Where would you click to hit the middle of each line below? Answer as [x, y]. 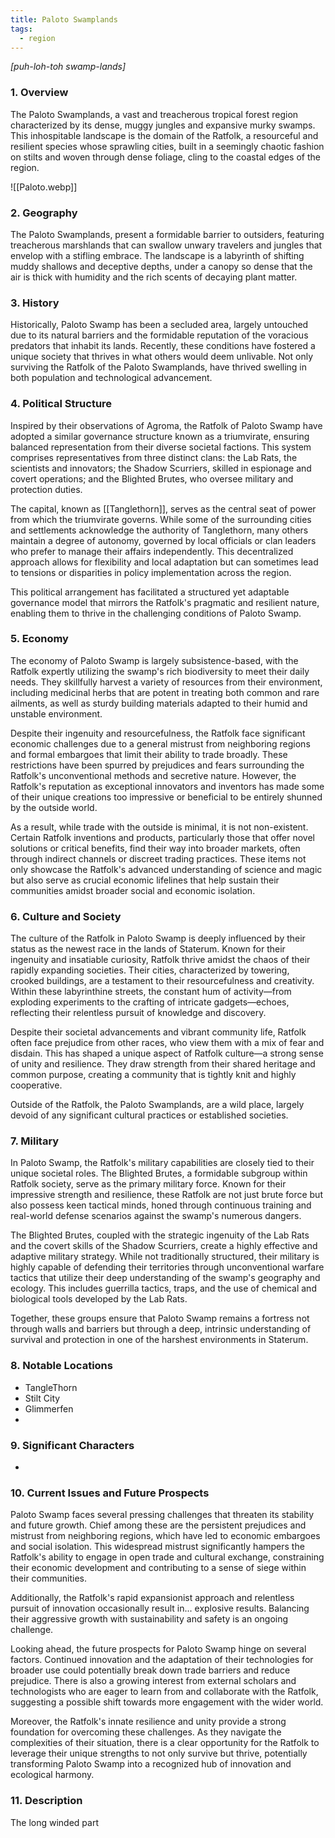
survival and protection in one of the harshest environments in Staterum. [159, 1340]
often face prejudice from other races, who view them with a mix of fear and [167, 1043]
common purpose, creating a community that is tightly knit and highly [153, 1075]
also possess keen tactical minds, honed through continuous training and [161, 1205]
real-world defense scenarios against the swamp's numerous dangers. [156, 1216]
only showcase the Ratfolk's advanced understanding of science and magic [166, 869]
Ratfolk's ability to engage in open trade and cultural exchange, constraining [167, 1557]
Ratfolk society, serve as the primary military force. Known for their [148, 1184]
